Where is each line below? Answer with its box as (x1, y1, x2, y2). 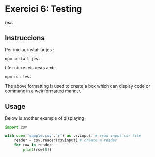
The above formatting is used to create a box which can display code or (5, 83, 151, 89)
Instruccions (5, 34, 45, 42)
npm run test (5, 74, 32, 79)
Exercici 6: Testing (5, 3, 82, 15)
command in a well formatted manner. (5, 88, 82, 94)
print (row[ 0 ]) (23, 147, 52, 152)
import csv (5, 125, 27, 130)
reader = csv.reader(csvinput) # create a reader (14, 138, 118, 143)
